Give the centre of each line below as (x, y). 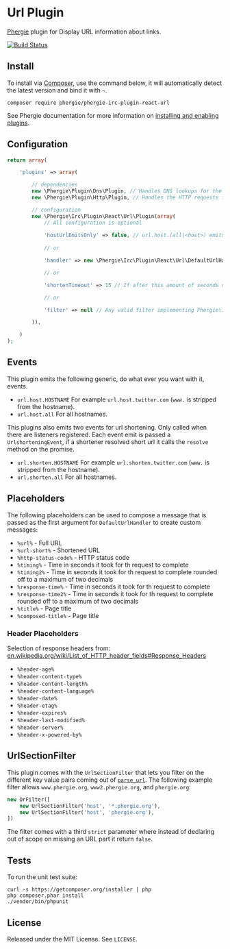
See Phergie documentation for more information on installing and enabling (113, 115)
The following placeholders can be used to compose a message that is (107, 515)
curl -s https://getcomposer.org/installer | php (79, 890)
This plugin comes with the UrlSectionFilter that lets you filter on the (106, 772)
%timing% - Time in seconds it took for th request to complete (103, 565)
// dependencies (55, 185)
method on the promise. (41, 449)
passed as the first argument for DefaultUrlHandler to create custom (104, 522)
